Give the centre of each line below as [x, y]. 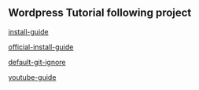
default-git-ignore [37, 62]
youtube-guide [32, 77]
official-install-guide [41, 47]
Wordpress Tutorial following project [100, 13]
